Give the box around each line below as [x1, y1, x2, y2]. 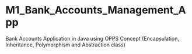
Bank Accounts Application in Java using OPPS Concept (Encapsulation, [5, 35, 179, 42]
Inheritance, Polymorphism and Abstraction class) [5, 41, 126, 48]
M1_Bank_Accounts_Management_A [5, 3, 186, 17]
